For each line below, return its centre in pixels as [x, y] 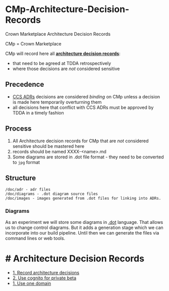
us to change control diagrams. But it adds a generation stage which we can [84, 227]
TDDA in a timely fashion [38, 112]
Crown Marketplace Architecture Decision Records [58, 34]
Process [18, 129]
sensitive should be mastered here [48, 146]
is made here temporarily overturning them [57, 102]
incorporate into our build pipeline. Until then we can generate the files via [82, 232]
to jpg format [26, 162]
